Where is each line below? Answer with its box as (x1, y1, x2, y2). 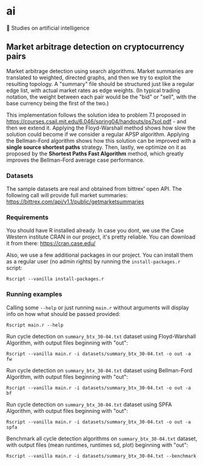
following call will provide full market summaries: (6, 192, 128, 199)
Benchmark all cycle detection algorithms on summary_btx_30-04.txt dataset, (6, 435, 198, 442)
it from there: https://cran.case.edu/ (6, 240, 96, 247)
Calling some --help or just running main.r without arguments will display (6, 304, 189, 311)
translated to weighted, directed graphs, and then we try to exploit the (6, 74, 181, 81)
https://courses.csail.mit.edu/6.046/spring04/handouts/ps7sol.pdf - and (6, 117, 187, 125)
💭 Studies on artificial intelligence (6, 24, 90, 31)
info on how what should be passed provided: (6, 310, 121, 317)
